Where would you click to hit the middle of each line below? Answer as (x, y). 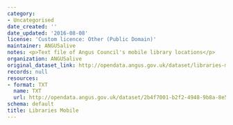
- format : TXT (28, 85)
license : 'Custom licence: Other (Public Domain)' (82, 40)
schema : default (31, 104)
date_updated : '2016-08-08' (48, 33)
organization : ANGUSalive (44, 59)
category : (21, 14)
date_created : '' (32, 26)
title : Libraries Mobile (43, 110)
